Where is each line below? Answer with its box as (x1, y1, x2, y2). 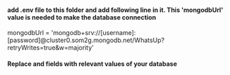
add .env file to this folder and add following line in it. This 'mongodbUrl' (7, 6, 224, 14)
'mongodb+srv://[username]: (51, 29, 136, 37)
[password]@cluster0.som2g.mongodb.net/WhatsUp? (7, 36, 165, 45)
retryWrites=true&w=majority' (7, 43, 94, 52)
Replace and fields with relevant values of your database (7, 60, 178, 68)
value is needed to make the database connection (7, 13, 157, 21)
